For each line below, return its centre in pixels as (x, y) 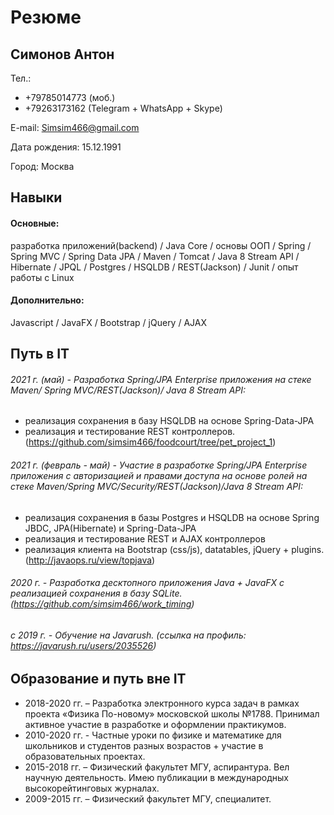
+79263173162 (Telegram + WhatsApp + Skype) (123, 108)
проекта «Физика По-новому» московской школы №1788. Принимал (172, 713)
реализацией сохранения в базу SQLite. (96, 593)
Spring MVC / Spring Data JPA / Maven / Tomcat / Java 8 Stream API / (155, 256)
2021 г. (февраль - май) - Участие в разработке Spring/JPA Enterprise (159, 465)
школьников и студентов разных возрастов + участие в (144, 745)
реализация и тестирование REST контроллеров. (130, 432)
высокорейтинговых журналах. (92, 788)
